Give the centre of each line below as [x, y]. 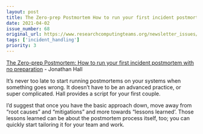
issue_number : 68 [28, 29]
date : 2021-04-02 [28, 23]
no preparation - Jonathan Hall [44, 69]
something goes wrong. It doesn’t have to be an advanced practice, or [94, 87]
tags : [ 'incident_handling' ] [43, 40]
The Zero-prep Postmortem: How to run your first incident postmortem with [100, 62]
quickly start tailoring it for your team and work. [66, 124]
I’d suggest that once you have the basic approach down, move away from [99, 105]
